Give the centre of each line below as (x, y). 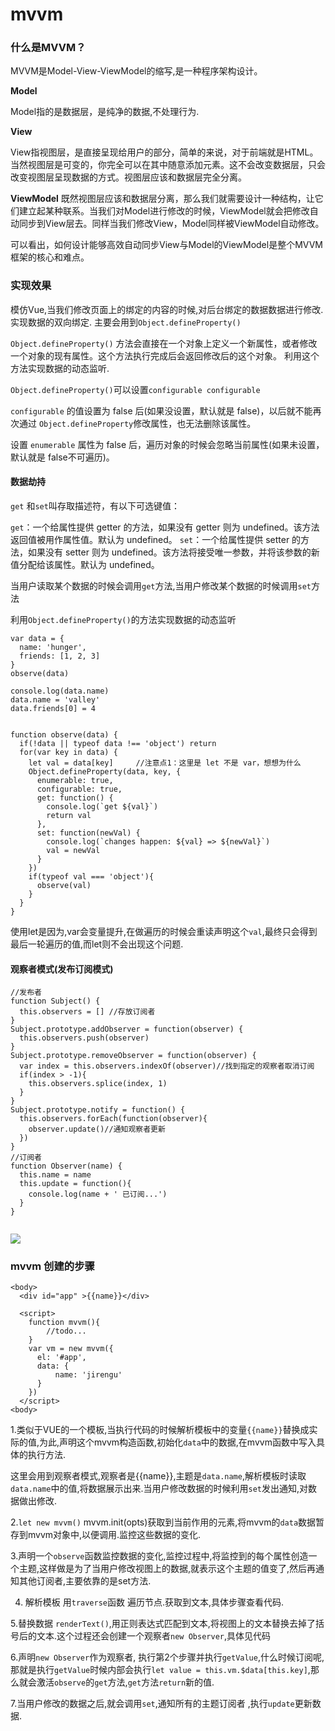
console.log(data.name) (60, 691)
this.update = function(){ (75, 1184)
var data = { (37, 638)
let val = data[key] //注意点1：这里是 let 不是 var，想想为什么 (165, 763)
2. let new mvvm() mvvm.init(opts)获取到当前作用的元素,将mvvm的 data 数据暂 (167, 1522)
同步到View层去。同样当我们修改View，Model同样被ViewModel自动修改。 (171, 224)
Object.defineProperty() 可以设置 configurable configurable (135, 389)
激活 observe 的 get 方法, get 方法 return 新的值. (125, 1682)
